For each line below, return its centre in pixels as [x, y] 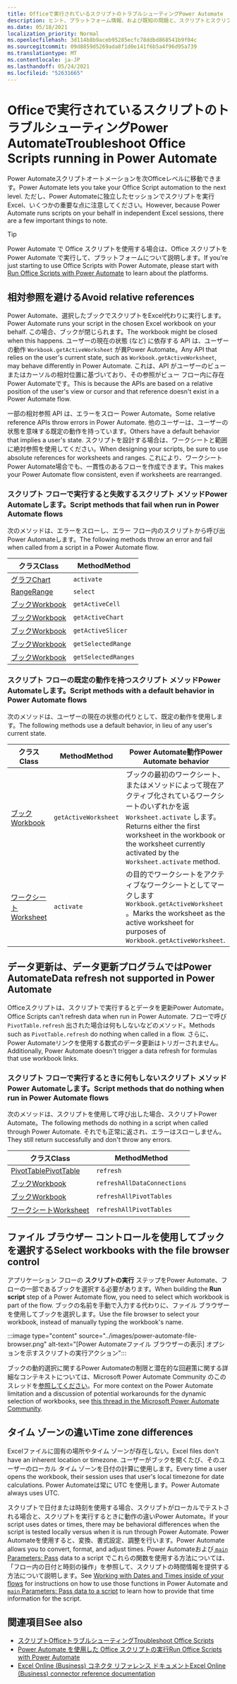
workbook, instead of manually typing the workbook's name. [96, 1321]
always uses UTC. [34, 1492]
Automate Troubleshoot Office [97, 143]
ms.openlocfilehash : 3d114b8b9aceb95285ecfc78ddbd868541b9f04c [102, 40]
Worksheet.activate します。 [173, 817]
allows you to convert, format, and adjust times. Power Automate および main [118, 1549]
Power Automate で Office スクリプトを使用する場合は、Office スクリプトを [117, 249]
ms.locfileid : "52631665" [45, 73]
